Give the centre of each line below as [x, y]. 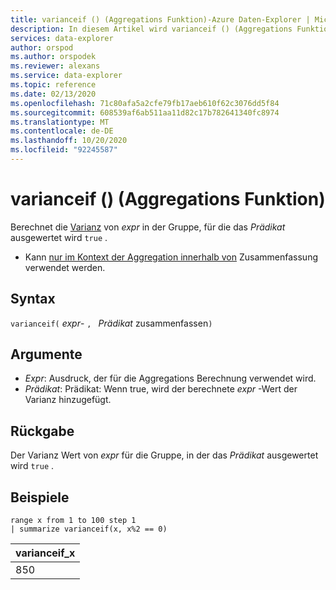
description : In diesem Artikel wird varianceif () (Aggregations [151, 29]
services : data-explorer [62, 38]
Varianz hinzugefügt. [68, 400]
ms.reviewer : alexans [55, 66]
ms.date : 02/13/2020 [53, 94]
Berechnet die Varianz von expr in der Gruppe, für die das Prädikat [148, 227]
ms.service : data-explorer [66, 76]
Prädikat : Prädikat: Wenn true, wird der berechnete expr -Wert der [161, 389]
